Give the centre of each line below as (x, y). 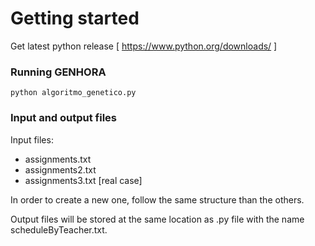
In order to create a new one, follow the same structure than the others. (157, 199)
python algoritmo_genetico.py (73, 93)
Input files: (32, 139)
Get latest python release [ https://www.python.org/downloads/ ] (144, 46)
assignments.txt (58, 159)
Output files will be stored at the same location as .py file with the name (157, 219)
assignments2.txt (60, 169)
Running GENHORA (58, 72)
